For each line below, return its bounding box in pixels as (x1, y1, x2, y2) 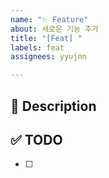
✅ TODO (10, 131, 63, 148)
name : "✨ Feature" (10, 14, 89, 25)
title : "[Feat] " (10, 33, 83, 43)
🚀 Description (10, 97, 97, 115)
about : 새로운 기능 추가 (10, 24, 100, 34)
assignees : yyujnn (10, 52, 87, 62)
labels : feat (10, 42, 65, 53)
